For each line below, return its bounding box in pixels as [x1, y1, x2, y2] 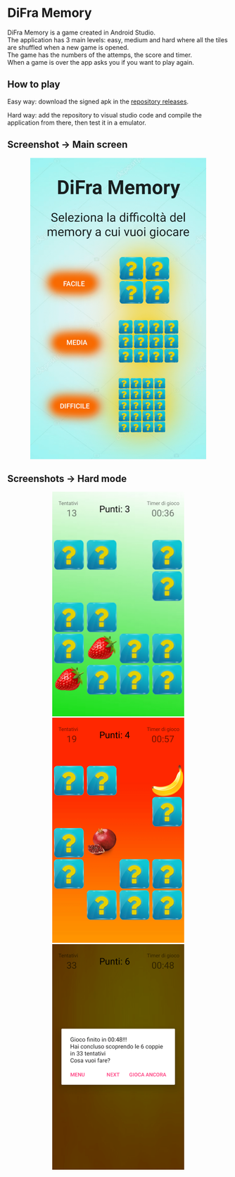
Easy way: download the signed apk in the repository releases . [7, 97, 189, 106]
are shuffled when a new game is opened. [7, 43, 129, 51]
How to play [7, 79, 61, 91]
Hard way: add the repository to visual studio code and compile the [7, 110, 203, 119]
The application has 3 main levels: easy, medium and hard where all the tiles [7, 35, 228, 44]
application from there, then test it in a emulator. [7, 118, 146, 127]
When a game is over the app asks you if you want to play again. [7, 58, 195, 66]
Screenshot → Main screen [7, 139, 128, 151]
